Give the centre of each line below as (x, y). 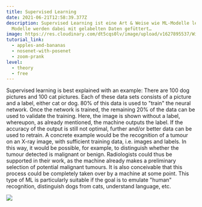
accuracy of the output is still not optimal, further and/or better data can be (99, 129)
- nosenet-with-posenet (41, 51)
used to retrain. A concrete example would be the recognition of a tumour (97, 135)
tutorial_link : (25, 40)
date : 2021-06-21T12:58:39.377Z (47, 17)
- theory (23, 68)
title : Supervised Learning (41, 12)
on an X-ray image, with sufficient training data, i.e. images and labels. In (96, 141)
